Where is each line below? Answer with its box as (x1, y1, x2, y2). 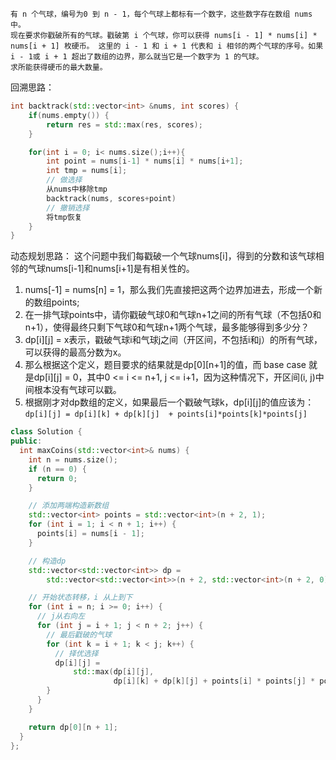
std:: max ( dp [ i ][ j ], (73, 667, 155, 677)
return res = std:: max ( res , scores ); (46, 119, 203, 130)
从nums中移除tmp (46, 184, 108, 194)
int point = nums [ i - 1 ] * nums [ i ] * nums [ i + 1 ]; (46, 156, 244, 167)
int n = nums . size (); (28, 454, 118, 465)
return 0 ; (36, 473, 78, 483)
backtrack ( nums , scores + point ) (46, 193, 177, 203)
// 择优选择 (54, 648, 99, 658)
